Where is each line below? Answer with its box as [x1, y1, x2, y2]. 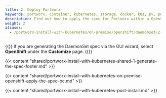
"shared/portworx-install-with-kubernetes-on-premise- [29, 73, 143, 78]
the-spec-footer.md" [5, 63, 47, 69]
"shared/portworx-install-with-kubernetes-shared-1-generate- [29, 58, 157, 64]
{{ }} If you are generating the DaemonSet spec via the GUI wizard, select [5, 44, 153, 49]
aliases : [5, 25, 23, 30]
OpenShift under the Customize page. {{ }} [5, 49, 93, 54]
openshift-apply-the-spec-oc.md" [5, 78, 75, 84]
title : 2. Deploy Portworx [5, 7, 61, 12]
